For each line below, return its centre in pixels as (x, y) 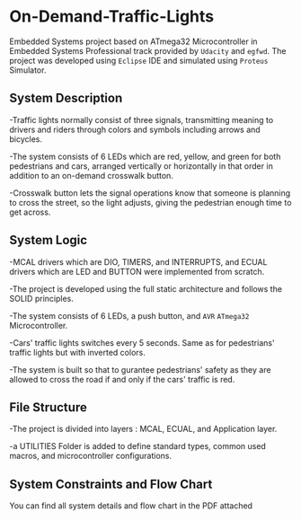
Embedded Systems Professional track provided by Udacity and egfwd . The (148, 50)
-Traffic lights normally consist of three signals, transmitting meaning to (142, 119)
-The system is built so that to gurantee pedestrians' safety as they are (140, 369)
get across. (30, 212)
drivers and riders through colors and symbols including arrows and (135, 129)
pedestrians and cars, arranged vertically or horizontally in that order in (142, 166)
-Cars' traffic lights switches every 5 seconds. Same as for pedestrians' (142, 342)
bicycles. (26, 139)
